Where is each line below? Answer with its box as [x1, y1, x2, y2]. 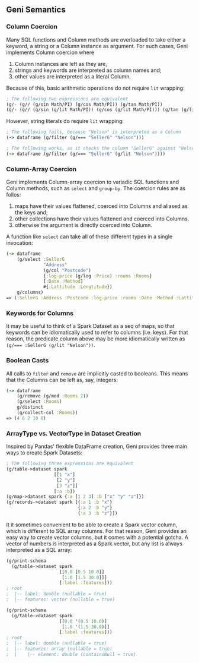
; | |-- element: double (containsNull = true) [6, 651, 136, 657]
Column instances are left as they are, [14, 60, 108, 67]
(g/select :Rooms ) [17, 399, 62, 405]
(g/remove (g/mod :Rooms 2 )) [17, 393, 89, 399]
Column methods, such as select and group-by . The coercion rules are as [6, 185, 185, 192]
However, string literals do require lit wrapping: [6, 118, 124, 125]
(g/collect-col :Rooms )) [17, 410, 78, 416]
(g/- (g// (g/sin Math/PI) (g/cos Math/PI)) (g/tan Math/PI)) [6, 101, 163, 108]
